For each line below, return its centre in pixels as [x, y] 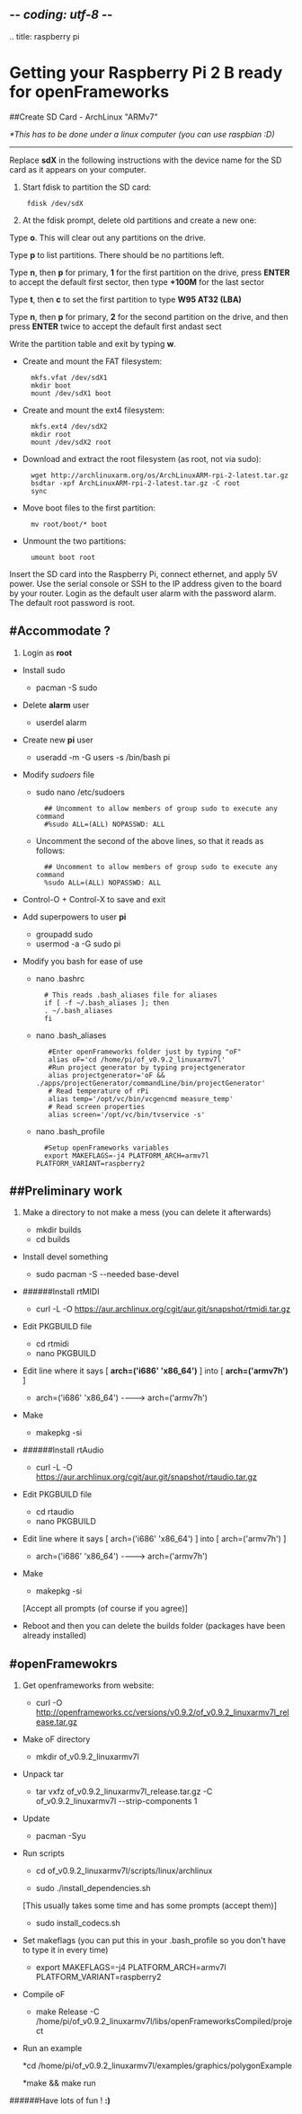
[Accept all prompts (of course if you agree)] [105, 1609]
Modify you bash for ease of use [83, 961]
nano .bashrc [60, 978]
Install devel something [65, 1257]
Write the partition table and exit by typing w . [93, 343]
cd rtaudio [55, 1512]
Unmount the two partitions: [74, 541]
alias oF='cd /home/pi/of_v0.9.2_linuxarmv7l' [137, 1060]
